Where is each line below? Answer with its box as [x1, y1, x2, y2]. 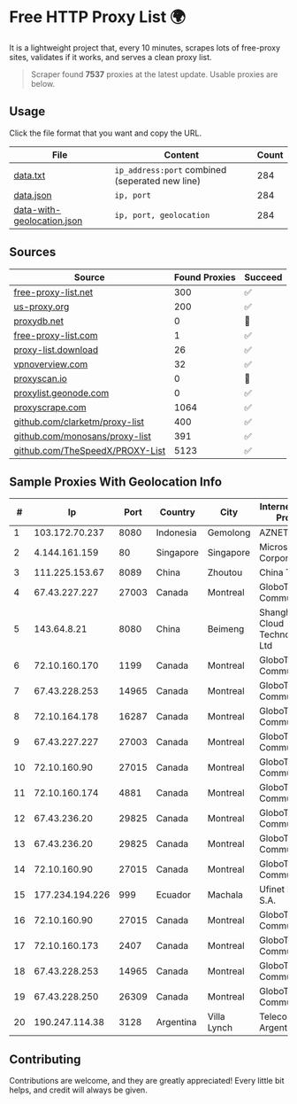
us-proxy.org [13, 300, 70, 313]
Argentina [156, 1016, 197, 1029]
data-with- [13, 203, 62, 215]
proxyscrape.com [13, 400, 87, 413]
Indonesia [156, 526, 197, 539]
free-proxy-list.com [13, 329, 99, 341]
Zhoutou [207, 566, 243, 579]
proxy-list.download [13, 343, 99, 355]
